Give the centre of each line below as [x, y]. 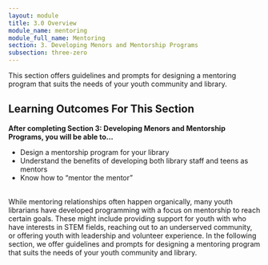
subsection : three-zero [48, 53]
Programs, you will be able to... [61, 136]
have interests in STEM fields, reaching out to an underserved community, [130, 227]
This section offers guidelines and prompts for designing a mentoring [122, 75]
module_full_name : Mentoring [57, 38]
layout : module [34, 16]
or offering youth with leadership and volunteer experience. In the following [132, 235]
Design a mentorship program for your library [94, 152]
